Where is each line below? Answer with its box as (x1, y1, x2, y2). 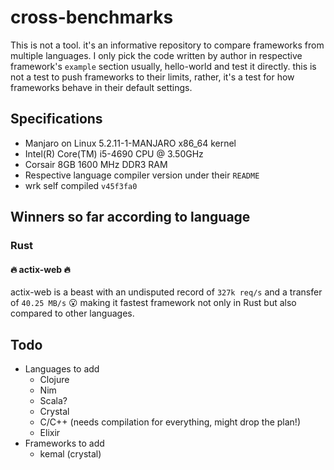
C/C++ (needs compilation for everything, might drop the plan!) (39, 416, 301, 428)
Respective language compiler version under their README (24, 169, 260, 181)
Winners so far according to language (10, 209, 251, 226)
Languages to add (24, 363, 100, 375)
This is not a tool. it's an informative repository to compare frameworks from (10, 39, 325, 51)
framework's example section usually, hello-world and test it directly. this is (10, 60, 317, 72)
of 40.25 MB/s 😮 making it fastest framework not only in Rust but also (10, 297, 297, 309)
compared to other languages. (10, 307, 135, 320)
